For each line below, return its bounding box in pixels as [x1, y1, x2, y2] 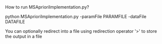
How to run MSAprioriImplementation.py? [5, 4, 89, 10]
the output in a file [5, 34, 42, 39]
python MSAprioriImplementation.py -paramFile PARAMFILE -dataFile [5, 14, 147, 19]
